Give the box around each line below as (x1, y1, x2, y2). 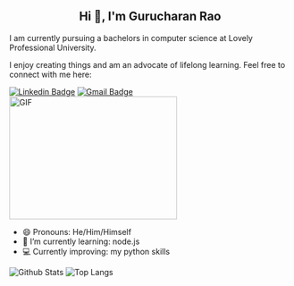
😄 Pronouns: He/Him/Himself (21, 226, 132, 237)
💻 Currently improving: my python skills (21, 246, 171, 257)
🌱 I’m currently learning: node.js (21, 236, 140, 247)
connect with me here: (9, 69, 92, 80)
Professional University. (9, 42, 97, 53)
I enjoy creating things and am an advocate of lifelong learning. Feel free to (9, 59, 286, 70)
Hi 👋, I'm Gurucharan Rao (79, 9, 222, 24)
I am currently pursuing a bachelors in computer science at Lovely (9, 32, 253, 43)
